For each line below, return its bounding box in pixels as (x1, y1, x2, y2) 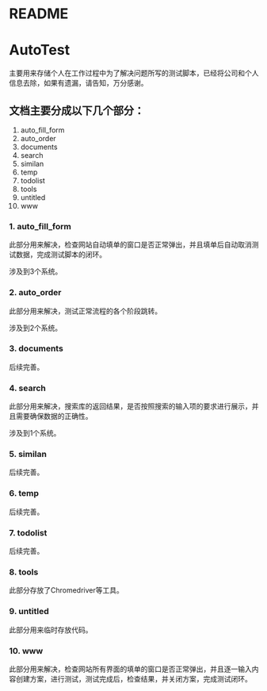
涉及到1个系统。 (9, 428, 61, 438)
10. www (9, 645, 44, 656)
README (9, 5, 69, 23)
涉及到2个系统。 (9, 323, 63, 332)
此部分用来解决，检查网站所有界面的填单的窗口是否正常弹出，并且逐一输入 (9, 664, 252, 674)
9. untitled (9, 606, 50, 617)
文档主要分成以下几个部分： (9, 104, 145, 117)
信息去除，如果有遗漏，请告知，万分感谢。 (9, 79, 148, 88)
